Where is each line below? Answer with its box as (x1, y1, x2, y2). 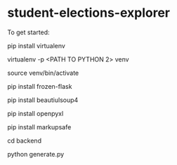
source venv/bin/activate (7, 69, 79, 77)
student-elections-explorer (7, 5, 171, 21)
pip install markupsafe (7, 122, 72, 131)
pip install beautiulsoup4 (7, 96, 79, 104)
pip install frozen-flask (7, 82, 72, 90)
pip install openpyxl (7, 109, 64, 117)
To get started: (7, 28, 51, 36)
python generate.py (7, 150, 65, 158)
